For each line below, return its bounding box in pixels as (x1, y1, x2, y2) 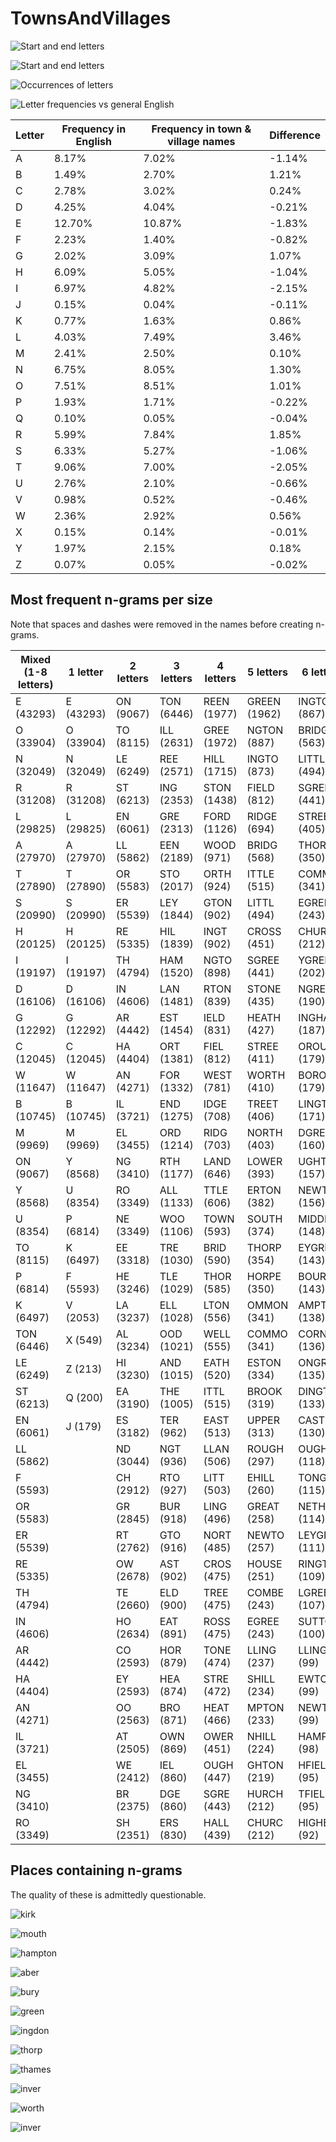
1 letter (68, 665, 104, 679)
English (75, 134, 112, 148)
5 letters (247, 665, 288, 679)
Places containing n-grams (10, 1862, 183, 1879)
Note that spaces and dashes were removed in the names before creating (10, 618, 314, 630)
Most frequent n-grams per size (10, 592, 213, 609)
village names (167, 134, 236, 148)
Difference (269, 128, 321, 142)
